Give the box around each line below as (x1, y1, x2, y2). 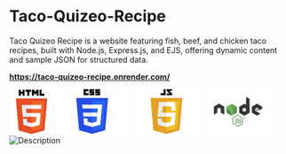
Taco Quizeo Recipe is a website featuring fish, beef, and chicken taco (9, 35, 267, 46)
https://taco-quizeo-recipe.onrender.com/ (9, 71, 171, 81)
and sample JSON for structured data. (9, 54, 148, 65)
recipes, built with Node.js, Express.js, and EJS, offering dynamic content (9, 44, 278, 55)
